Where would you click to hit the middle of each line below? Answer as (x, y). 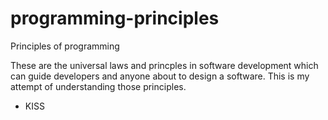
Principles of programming (65, 46)
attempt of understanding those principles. (98, 86)
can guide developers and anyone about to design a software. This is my (160, 76)
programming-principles (115, 18)
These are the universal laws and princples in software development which (164, 65)
